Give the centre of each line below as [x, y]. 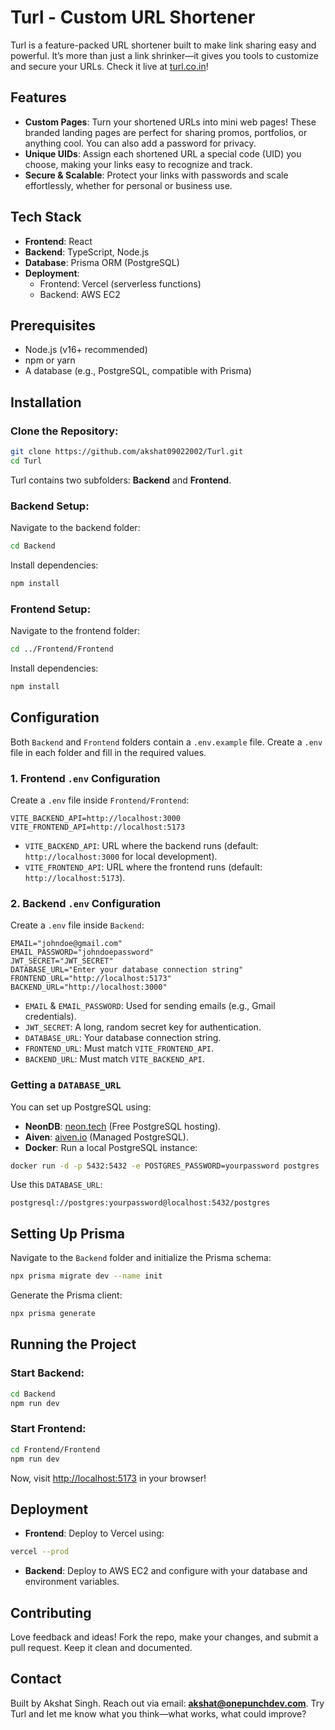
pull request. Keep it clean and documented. [101, 1648]
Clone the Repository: [64, 431]
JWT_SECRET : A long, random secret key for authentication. [143, 1027]
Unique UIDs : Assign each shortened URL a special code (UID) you [163, 153]
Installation [46, 402]
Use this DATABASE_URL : [56, 1185]
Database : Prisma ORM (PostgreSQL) [102, 262]
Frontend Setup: [51, 609]
